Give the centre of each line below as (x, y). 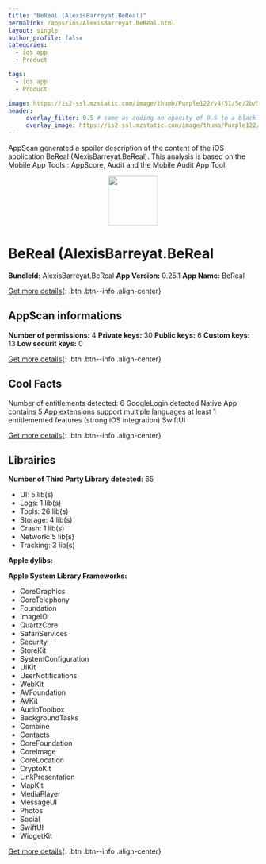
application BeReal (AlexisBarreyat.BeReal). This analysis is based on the (127, 156)
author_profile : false (46, 38)
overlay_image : (51, 125)
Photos (31, 811)
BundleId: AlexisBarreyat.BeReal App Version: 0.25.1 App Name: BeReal (127, 276)
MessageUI (38, 802)
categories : (28, 45)
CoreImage (38, 752)
